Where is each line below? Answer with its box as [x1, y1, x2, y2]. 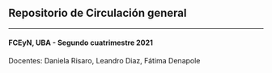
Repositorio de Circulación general [8, 6, 187, 20]
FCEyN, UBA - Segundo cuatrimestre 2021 [8, 38, 154, 47]
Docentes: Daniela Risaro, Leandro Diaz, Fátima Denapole [8, 56, 201, 66]
